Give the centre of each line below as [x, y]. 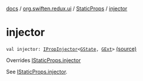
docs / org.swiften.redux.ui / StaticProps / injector [67, 9]
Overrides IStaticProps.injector [43, 60]
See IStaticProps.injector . [37, 72]
